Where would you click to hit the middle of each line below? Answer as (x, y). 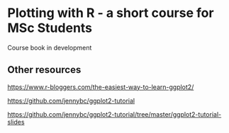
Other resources (44, 70)
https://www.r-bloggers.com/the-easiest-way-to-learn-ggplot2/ (101, 87)
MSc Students (50, 28)
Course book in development (50, 47)
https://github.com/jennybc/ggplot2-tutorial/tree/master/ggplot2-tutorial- (114, 114)
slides (16, 122)
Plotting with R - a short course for (111, 13)
